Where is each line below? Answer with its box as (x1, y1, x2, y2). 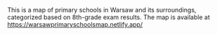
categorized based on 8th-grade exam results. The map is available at (7, 13, 211, 21)
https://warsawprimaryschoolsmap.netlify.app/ (7, 21, 143, 28)
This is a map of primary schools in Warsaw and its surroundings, (7, 6, 197, 14)
